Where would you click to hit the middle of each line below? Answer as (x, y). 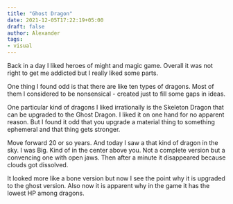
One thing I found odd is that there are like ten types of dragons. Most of (111, 86)
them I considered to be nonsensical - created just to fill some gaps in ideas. (116, 94)
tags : (15, 40)
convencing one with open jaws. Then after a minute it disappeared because (116, 158)
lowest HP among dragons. (46, 193)
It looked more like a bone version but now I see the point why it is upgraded (116, 178)
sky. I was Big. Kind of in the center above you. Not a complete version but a (116, 150)
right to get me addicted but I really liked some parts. (83, 73)
